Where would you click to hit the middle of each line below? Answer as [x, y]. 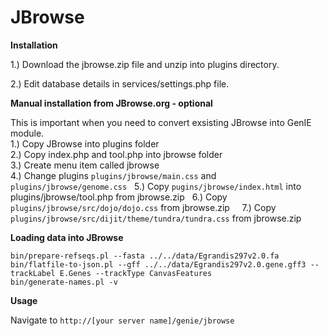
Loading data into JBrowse [67, 237]
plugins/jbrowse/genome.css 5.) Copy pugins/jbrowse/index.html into [156, 186]
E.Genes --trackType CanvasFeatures [136, 273]
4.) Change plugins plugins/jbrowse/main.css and [113, 175]
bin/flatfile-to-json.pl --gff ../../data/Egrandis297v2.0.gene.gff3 [158, 264]
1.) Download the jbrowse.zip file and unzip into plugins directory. [145, 64]
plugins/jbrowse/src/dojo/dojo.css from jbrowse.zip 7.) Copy [143, 207]
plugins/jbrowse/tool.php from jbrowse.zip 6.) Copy [119, 197]
